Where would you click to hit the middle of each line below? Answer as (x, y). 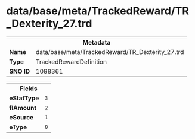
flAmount (23, 108)
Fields (29, 89)
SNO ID (20, 71)
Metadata (97, 42)
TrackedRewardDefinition (71, 62)
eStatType (24, 98)
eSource (21, 117)
